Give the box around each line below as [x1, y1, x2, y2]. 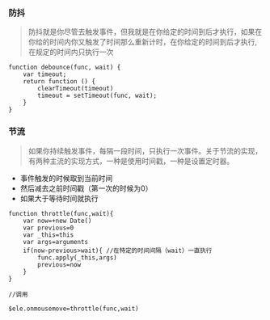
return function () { [23, 78, 95, 86]
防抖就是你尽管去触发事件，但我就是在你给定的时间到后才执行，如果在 [27, 27, 263, 37]
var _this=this [23, 230, 74, 239]
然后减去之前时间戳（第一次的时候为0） [19, 183, 153, 193]
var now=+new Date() [23, 217, 92, 225]
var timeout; [23, 70, 67, 78]
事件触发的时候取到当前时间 [19, 173, 113, 183]
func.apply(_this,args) [37, 253, 117, 262]
